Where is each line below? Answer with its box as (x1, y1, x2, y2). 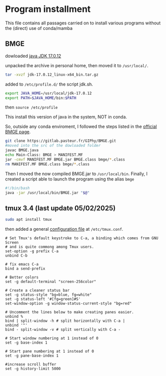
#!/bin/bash (5, 186, 30, 190)
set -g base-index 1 (5, 340, 48, 345)
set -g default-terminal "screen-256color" (5, 280, 97, 284)
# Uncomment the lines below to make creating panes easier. (5, 310, 134, 315)
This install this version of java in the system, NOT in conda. (5, 114, 127, 120)
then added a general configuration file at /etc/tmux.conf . (5, 226, 123, 232)
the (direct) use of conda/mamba (5, 25, 73, 31)
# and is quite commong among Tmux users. (5, 245, 94, 250)
